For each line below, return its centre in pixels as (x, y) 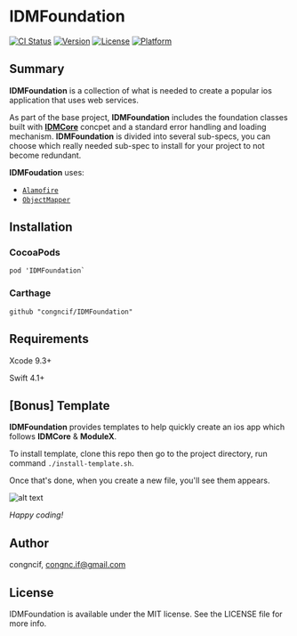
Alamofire (40, 190)
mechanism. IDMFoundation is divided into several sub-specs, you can (140, 136)
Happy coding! (36, 515)
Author (29, 543)
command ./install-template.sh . (72, 463)
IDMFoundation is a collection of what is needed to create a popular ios (141, 90)
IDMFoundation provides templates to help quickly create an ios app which (147, 427)
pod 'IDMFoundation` (48, 271)
